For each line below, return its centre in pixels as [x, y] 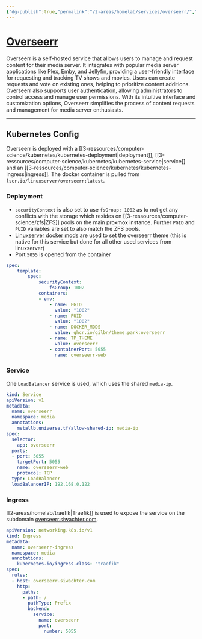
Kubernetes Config [43, 134]
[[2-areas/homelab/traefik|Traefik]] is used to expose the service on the [96, 513]
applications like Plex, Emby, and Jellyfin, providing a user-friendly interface [100, 71]
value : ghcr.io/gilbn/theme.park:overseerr [110, 333]
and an [15, 168]
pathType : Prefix [49, 603]
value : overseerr [76, 344]
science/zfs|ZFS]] [37, 222]
